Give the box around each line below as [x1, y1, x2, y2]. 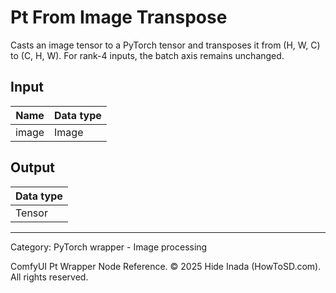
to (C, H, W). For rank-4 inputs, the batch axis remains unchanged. [10, 49, 285, 61]
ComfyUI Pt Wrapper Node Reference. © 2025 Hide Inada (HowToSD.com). [10, 260, 322, 272]
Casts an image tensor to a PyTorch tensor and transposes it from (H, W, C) [10, 39, 321, 51]
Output [10, 159, 55, 176]
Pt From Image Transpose [10, 6, 228, 29]
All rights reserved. [10, 271, 89, 283]
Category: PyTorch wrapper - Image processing [10, 241, 208, 253]
